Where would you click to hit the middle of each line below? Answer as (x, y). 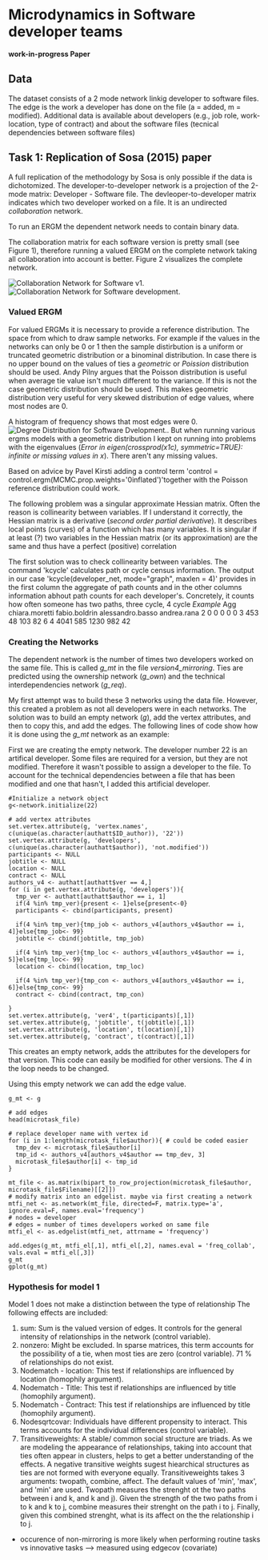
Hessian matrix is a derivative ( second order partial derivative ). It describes (133, 520)
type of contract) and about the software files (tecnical (129, 124)
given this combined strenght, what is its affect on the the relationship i (137, 1515)
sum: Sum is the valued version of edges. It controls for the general (131, 1328)
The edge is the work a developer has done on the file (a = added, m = (125, 106)
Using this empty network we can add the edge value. (97, 1084)
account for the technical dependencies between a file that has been (122, 776)
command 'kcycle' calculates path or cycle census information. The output (131, 570)
